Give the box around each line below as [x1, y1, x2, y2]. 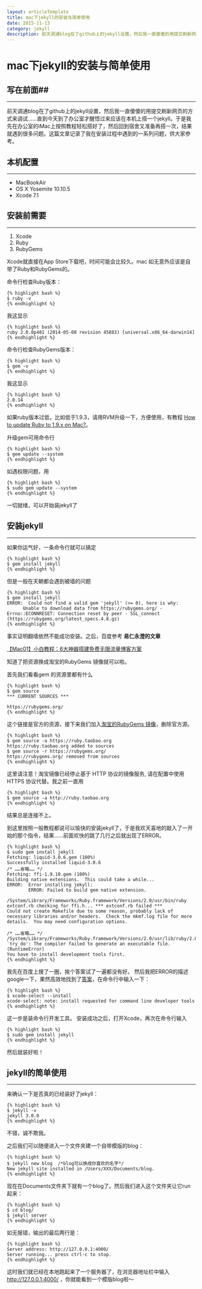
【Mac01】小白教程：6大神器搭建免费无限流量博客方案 [7, 645, 142, 652]
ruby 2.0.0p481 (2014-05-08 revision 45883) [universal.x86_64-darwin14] [7, 329, 195, 335]
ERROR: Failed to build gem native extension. [28, 887, 147, 893]
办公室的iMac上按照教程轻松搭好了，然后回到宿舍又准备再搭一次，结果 [17, 123, 192, 130]
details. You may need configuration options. [7, 918, 128, 924]
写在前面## [7, 85, 49, 95]
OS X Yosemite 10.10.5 [15, 185, 71, 193]
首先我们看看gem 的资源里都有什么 [7, 670, 93, 678]
